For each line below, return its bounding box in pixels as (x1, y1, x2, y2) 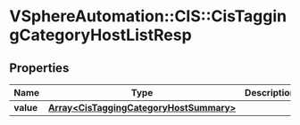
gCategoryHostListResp (9, 25, 192, 45)
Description (244, 87, 296, 98)
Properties (9, 60, 70, 75)
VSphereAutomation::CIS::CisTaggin (9, 6, 287, 27)
